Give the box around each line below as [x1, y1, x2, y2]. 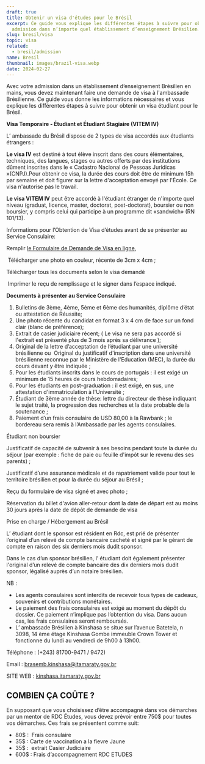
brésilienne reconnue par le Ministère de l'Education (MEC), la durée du [15, 356, 195, 363]
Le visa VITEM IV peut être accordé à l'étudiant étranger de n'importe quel [6, 195, 195, 202]
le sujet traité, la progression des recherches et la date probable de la [15, 401, 190, 409]
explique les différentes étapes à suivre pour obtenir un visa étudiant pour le [6, 102, 198, 109]
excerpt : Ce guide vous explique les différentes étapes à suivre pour [6, 20, 192, 26]
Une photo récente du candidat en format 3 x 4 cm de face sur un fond [15, 317, 194, 324]
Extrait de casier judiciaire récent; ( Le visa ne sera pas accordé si [15, 330, 181, 337]
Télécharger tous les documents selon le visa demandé [6, 269, 145, 276]
